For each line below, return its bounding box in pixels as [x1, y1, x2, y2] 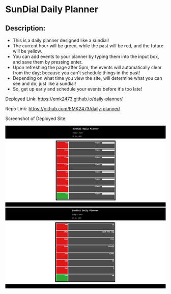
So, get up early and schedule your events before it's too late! [12, 86, 142, 92]
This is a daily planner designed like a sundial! [12, 37, 109, 43]
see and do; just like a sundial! [12, 80, 76, 86]
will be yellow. [12, 48, 42, 54]
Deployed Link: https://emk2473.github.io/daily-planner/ [5, 96, 123, 102]
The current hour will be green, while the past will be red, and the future [12, 43, 164, 49]
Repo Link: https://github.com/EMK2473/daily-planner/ [5, 106, 121, 111]
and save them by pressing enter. [12, 59, 83, 65]
